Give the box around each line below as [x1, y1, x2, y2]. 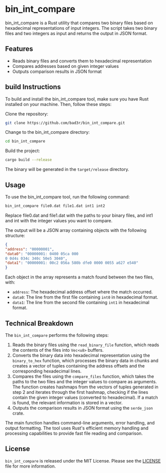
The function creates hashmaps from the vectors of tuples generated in [12, 384, 159, 390]
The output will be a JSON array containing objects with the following [5, 227, 147, 233]
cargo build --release [5, 158, 52, 162]
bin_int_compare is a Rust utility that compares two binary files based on [5, 20, 153, 26]
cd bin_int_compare [5, 139, 46, 144]
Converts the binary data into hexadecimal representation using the [12, 352, 150, 358]
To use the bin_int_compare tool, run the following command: [5, 194, 130, 200]
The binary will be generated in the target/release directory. [5, 166, 129, 172]
